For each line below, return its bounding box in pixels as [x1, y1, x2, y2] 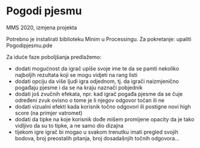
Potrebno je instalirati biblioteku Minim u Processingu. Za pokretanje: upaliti [6, 35, 192, 42]
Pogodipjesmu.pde [6, 42, 53, 49]
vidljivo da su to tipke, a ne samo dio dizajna [14, 122, 124, 129]
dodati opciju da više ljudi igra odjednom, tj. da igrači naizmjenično [14, 78, 179, 85]
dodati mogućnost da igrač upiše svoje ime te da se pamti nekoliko [14, 64, 179, 72]
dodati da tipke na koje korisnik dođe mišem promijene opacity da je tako [14, 115, 195, 123]
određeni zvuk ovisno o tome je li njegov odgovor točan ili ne [14, 97, 165, 104]
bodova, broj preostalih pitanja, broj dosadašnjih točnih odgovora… [14, 134, 180, 141]
